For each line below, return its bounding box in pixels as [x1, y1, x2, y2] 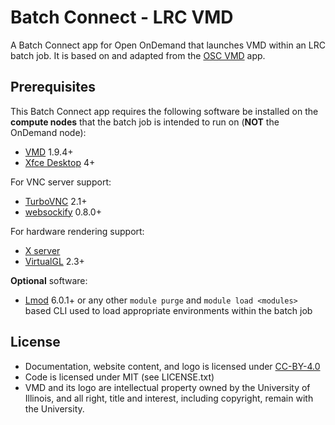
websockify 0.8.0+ [24, 206, 102, 218]
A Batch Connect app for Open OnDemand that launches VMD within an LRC [10, 39, 326, 51]
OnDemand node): [10, 126, 87, 138]
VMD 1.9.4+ [24, 146, 74, 158]
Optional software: [10, 274, 88, 286]
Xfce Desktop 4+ [24, 156, 96, 168]
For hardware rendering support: [10, 225, 145, 237]
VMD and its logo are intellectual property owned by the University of [24, 381, 311, 393]
